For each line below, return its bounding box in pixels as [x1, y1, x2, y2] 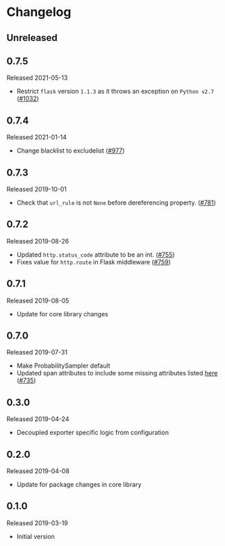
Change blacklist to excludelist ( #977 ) [16, 146, 125, 155]
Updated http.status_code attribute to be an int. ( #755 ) [16, 250, 175, 259]
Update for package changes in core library [16, 480, 142, 489]
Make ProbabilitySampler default [16, 361, 110, 370]
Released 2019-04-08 [6, 467, 70, 475]
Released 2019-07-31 [6, 348, 67, 357]
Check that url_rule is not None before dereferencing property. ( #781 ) [16, 198, 217, 207]
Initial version [16, 532, 55, 540]
